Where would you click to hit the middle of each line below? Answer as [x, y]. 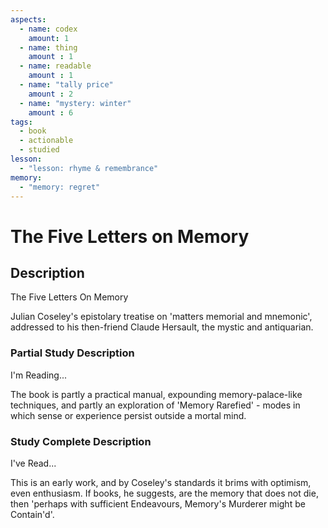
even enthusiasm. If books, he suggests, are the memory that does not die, [164, 493]
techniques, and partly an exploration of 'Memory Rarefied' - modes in [155, 405]
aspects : [28, 19]
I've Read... [33, 463]
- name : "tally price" [66, 85]
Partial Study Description [72, 353]
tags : [21, 122]
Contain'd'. [32, 514]
